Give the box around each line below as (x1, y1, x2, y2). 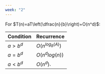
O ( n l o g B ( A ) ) (36, 41, 62, 49)
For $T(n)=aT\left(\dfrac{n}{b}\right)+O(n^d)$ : (5, 21, 101, 27)
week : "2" (5, 7, 26, 12)
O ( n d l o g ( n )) (36, 50, 64, 58)
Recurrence (36, 33, 65, 40)
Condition (7, 33, 31, 40)
